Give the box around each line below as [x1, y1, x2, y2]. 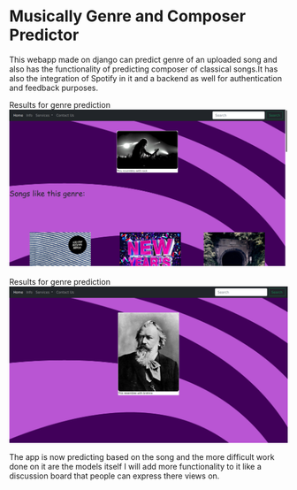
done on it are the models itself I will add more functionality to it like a [9, 461, 263, 471]
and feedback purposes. [9, 82, 99, 93]
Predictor [9, 25, 80, 45]
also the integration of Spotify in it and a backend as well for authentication [9, 73, 283, 83]
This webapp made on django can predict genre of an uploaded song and [9, 54, 278, 65]
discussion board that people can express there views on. [9, 471, 220, 481]
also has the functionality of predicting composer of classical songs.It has [9, 64, 278, 74]
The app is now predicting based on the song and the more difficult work [9, 451, 275, 462]
